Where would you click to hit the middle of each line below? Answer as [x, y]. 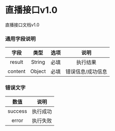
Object [38, 71]
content [17, 71]
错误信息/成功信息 [86, 72]
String [38, 62]
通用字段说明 [21, 39]
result [16, 62]
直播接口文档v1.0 [22, 25]
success [17, 111]
